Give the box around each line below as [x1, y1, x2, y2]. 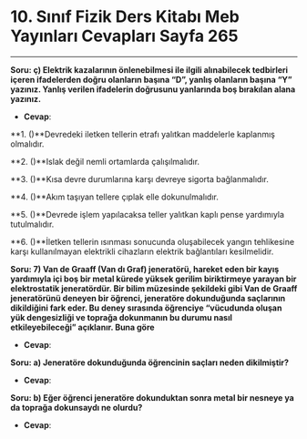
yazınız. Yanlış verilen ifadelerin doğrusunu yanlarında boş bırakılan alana [10, 84, 296, 95]
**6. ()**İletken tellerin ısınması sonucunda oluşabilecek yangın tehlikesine [10, 236, 295, 247]
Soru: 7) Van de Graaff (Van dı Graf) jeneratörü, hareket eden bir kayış [10, 263, 280, 274]
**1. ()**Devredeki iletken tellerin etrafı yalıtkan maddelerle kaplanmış [10, 128, 276, 139]
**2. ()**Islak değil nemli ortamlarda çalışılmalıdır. [10, 156, 200, 167]
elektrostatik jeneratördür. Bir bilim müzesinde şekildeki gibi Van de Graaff [10, 282, 298, 293]
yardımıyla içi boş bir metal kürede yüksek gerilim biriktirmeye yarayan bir [10, 273, 297, 284]
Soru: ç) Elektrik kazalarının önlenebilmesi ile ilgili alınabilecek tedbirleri [10, 64, 289, 75]
